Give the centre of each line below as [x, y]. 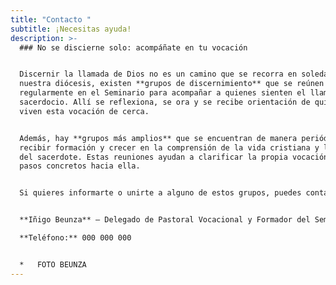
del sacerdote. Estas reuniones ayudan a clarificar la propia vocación [174, 157]
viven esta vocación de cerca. [84, 111]
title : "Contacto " [51, 19]
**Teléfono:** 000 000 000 [75, 238]
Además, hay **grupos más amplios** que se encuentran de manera [158, 138]
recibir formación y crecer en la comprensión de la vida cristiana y [169, 147]
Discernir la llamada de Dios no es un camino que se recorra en [158, 74]
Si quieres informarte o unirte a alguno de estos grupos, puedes [160, 193]
